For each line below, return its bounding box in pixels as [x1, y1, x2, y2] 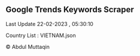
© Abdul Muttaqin [5, 43, 50, 50]
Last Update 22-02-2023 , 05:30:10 [5, 20, 94, 27]
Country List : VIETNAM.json [5, 32, 76, 39]
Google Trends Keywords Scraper [5, 5, 134, 15]
